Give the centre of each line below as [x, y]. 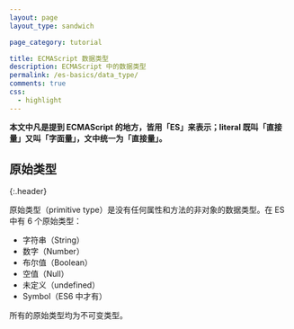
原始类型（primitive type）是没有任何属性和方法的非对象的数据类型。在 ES [147, 210]
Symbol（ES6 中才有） [65, 297]
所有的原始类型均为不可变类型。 [68, 316]
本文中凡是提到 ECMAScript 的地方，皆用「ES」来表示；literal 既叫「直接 [146, 127]
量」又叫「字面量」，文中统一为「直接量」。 [88, 138]
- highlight [40, 100]
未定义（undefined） [61, 285]
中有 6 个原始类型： [46, 221]
